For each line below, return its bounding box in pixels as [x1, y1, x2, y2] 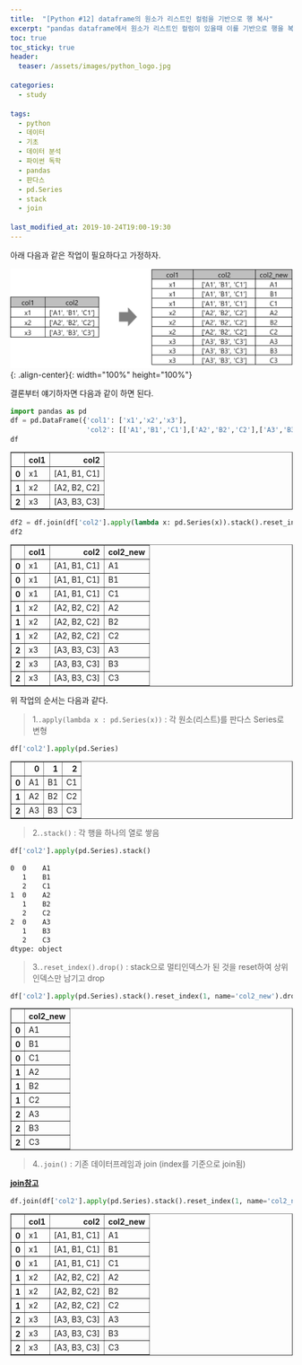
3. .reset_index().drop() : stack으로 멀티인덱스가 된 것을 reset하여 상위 [31, 961, 289, 972]
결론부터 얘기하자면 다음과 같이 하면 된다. [10, 387, 154, 399]
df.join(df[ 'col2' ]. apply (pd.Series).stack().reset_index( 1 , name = [10, 1197, 268, 1206]
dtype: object [10, 944, 64, 954]
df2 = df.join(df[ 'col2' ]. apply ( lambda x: [10, 518, 171, 527]
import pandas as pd [10, 407, 88, 416]
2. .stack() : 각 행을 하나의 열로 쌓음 [31, 827, 160, 838]
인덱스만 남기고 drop [31, 973, 106, 983]
